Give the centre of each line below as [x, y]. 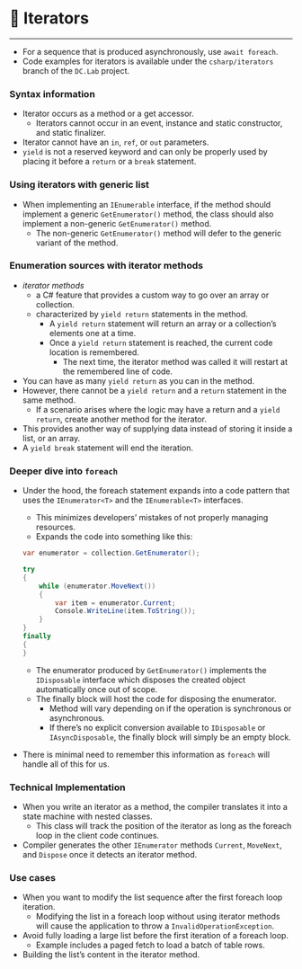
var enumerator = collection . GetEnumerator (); [111, 553]
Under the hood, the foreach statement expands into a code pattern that [156, 491]
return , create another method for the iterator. [121, 419]
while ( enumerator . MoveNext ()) [98, 586]
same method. [49, 400]
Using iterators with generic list [80, 185]
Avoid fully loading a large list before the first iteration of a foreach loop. [155, 936]
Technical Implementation [67, 787]
